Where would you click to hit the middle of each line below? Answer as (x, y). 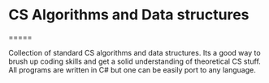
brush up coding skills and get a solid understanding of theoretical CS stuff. (135, 61)
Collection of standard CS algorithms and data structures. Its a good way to (135, 52)
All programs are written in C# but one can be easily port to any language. (132, 69)
